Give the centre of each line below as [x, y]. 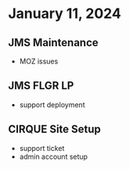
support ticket [42, 148]
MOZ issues [39, 61]
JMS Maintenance [54, 43]
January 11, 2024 [64, 14]
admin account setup [54, 156]
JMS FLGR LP [41, 86]
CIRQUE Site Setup [55, 129]
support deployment [52, 104]
